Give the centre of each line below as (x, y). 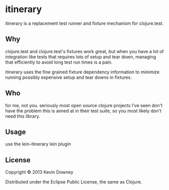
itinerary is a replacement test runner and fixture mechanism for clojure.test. (84, 23)
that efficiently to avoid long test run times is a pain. (59, 62)
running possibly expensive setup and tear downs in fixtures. (69, 77)
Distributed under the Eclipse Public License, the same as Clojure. (74, 182)
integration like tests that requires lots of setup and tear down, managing (81, 57)
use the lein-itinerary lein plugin (38, 144)
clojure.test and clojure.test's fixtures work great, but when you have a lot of (84, 51)
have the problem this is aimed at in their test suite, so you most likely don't (83, 111)
